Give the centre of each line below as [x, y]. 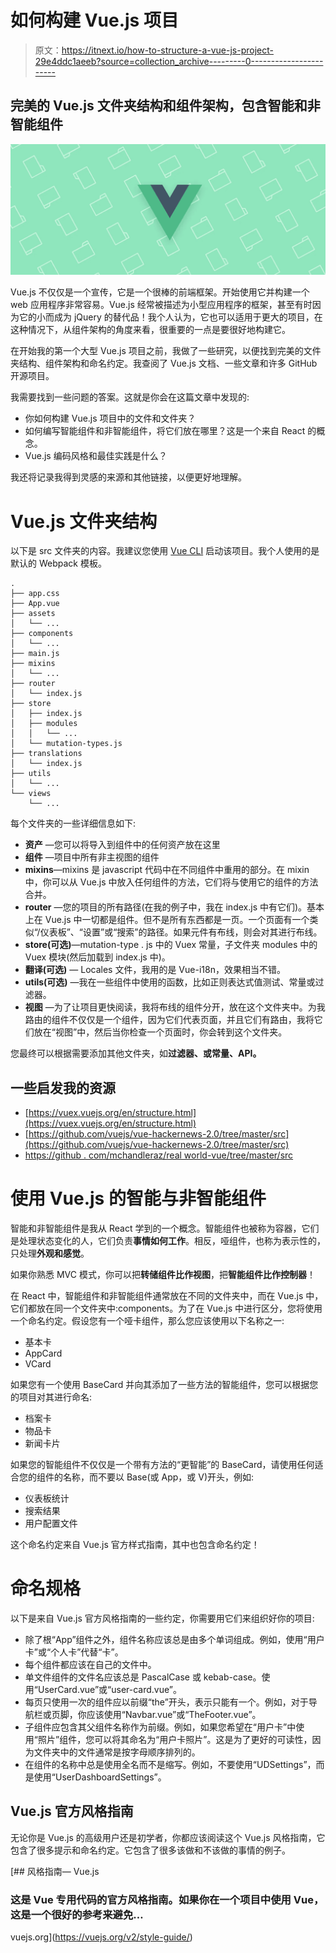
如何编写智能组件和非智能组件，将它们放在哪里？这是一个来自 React [165, 431]
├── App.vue [35, 604]
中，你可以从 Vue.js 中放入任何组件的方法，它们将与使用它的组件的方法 [171, 882]
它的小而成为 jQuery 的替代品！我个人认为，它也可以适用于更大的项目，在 [170, 317]
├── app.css [35, 594]
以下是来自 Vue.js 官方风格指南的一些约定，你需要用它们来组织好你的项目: [162, 1618]
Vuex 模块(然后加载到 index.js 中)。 [97, 957]
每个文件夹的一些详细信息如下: [73, 823]
